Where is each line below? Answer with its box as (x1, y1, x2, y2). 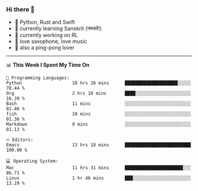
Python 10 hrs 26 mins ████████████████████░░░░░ (6, 80, 192, 86)
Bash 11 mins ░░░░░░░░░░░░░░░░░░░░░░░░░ (6, 101, 192, 107)
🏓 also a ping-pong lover (14, 44, 75, 51)
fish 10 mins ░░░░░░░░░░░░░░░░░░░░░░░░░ (6, 111, 192, 117)
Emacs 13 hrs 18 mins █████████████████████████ (6, 142, 192, 148)
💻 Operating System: (6, 159, 59, 164)
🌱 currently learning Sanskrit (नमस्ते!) (14, 25, 102, 32)
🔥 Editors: (6, 137, 34, 143)
